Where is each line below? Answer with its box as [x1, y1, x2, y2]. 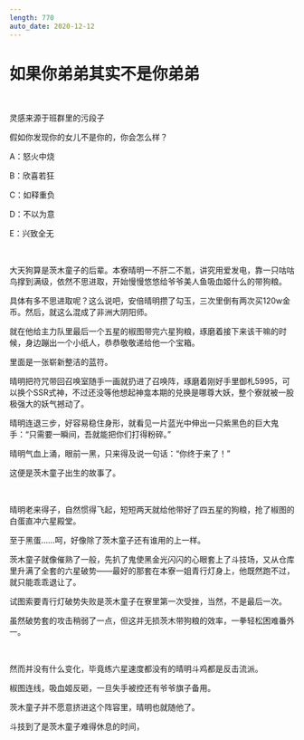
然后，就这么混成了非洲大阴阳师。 [24, 307, 152, 318]
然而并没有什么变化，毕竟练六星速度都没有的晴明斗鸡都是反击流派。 [9, 663, 263, 675]
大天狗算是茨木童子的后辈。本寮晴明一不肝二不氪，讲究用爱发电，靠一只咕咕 [9, 264, 295, 276]
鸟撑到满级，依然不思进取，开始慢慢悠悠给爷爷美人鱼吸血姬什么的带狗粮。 [9, 276, 287, 287]
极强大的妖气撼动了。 [9, 399, 89, 409]
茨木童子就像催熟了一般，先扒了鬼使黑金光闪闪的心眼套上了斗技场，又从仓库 [9, 554, 295, 565]
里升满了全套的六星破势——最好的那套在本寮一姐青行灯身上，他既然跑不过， [9, 565, 295, 576]
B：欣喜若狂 [9, 170, 55, 181]
